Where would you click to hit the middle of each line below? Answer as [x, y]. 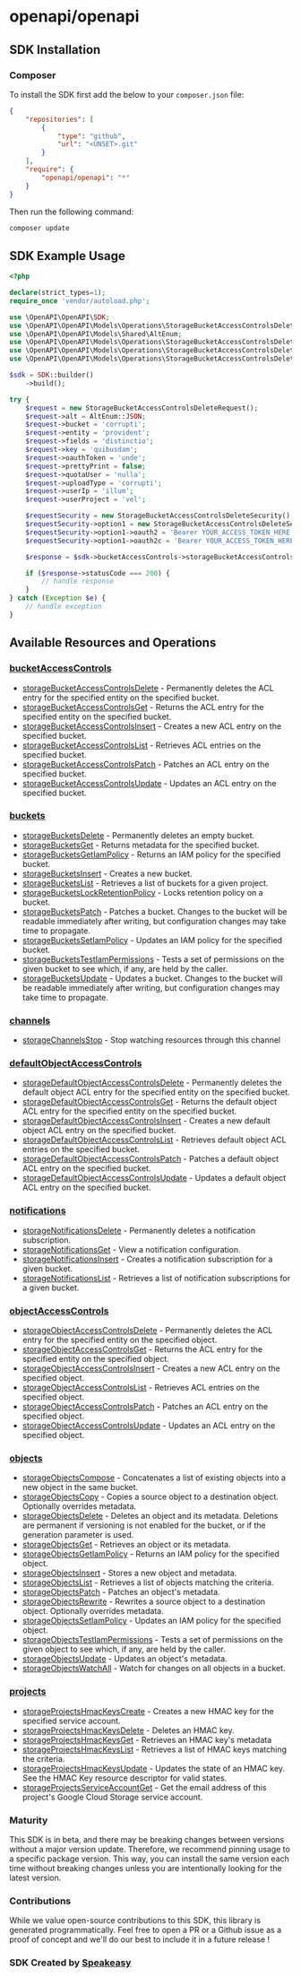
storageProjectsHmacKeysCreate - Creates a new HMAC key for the [148, 1711]
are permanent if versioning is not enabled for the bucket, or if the [144, 1525]
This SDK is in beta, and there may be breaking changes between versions [147, 1839]
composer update [39, 228]
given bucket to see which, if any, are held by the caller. [125, 968]
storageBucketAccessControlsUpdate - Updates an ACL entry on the [149, 783]
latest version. [35, 1877]
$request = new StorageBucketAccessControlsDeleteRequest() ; [142, 408]
